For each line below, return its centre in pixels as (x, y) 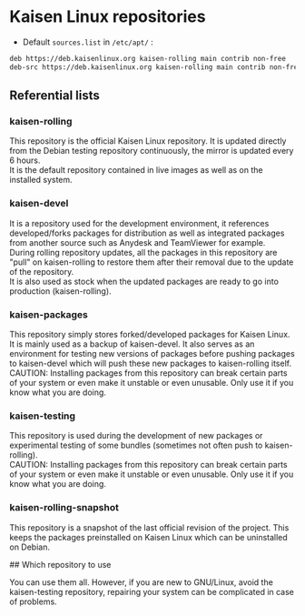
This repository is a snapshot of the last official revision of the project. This (149, 527)
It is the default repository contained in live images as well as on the (136, 170)
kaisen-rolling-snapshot (64, 508)
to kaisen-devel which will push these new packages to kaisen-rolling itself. (151, 363)
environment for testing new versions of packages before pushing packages (152, 353)
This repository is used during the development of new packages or (136, 436)
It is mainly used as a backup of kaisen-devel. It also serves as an (132, 344)
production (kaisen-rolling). (60, 291)
